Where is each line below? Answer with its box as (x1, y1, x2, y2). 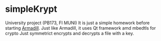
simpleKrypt (5, 3, 57, 15)
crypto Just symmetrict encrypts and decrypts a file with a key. (5, 30, 134, 36)
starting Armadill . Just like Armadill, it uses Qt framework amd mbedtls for (5, 25, 156, 31)
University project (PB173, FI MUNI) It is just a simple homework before (5, 20, 150, 26)
